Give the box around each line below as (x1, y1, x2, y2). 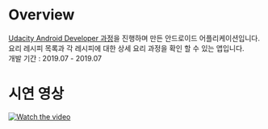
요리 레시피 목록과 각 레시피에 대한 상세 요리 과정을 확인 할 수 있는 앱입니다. (8, 43, 245, 53)
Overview (8, 6, 75, 24)
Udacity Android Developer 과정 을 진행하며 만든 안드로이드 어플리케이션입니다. (8, 33, 261, 43)
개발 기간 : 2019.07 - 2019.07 (8, 53, 103, 63)
